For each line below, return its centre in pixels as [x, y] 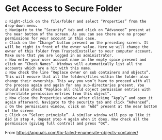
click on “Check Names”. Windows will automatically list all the [73, 64]
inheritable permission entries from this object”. [58, 94]
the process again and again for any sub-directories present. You [75, 85]
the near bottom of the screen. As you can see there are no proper [76, 34]
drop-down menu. [21, 26]
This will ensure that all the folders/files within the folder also [77, 77]
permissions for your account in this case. [51, 38]
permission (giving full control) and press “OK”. [57, 123]
